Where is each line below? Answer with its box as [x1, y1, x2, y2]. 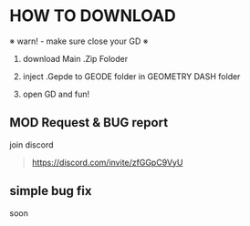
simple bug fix [9, 183, 92, 199]
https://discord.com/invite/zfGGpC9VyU [31, 157, 183, 168]
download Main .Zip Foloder [22, 53, 129, 64]
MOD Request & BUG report [9, 115, 169, 130]
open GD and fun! [22, 88, 90, 99]
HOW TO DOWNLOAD [9, 5, 176, 26]
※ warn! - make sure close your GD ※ [9, 36, 149, 46]
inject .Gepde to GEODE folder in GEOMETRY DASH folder [22, 70, 241, 82]
